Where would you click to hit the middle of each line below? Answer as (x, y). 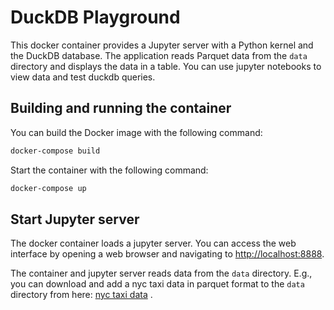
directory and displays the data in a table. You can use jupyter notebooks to (166, 66)
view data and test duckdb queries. (83, 77)
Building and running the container (121, 108)
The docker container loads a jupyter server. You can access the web (153, 243)
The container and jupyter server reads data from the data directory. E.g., (161, 273)
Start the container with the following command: (109, 170)
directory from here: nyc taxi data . (81, 295)
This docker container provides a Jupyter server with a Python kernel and (162, 45)
